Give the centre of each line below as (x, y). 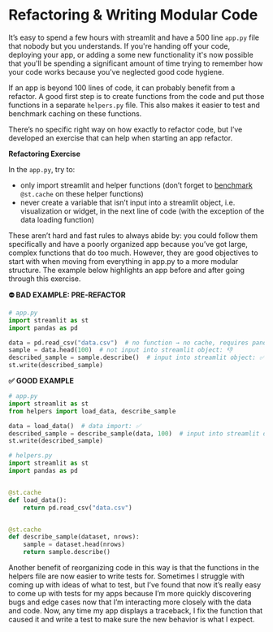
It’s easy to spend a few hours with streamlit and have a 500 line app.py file (134, 37)
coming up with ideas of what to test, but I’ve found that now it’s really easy (135, 585)
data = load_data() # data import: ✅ (75, 426)
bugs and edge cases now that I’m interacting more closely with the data (130, 602)
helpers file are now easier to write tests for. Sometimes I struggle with (127, 576)
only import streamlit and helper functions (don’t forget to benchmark (136, 185)
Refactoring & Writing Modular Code (133, 15)
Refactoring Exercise (45, 154)
